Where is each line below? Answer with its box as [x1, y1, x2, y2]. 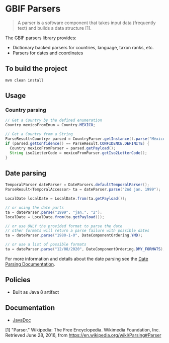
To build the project [5, 64, 67, 73]
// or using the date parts [5, 205, 64, 210]
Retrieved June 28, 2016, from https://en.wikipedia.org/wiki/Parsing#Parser [5, 332, 162, 338]
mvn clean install [5, 77, 44, 83]
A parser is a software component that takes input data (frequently [17, 20, 156, 26]
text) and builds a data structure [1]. [17, 25, 92, 31]
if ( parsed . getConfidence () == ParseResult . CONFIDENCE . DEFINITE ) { [5, 141, 150, 146]
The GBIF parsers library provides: [5, 35, 76, 41]
